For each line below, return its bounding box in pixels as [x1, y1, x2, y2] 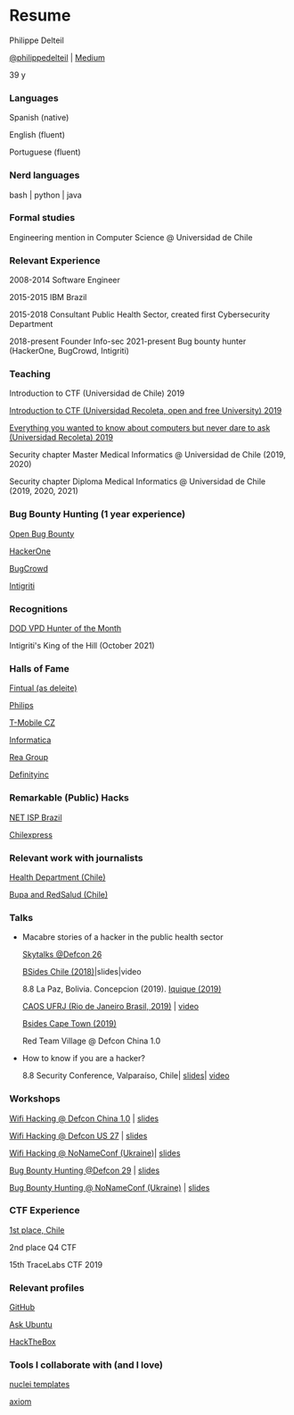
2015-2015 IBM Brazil [9, 292, 87, 303]
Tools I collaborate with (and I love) [9, 1359, 163, 1371]
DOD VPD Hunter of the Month [9, 623, 122, 634]
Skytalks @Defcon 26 [21, 949, 102, 960]
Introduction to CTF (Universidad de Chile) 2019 [9, 388, 185, 398]
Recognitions [9, 602, 69, 615]
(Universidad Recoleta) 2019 [9, 432, 114, 443]
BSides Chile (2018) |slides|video [21, 967, 142, 977]
